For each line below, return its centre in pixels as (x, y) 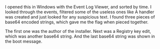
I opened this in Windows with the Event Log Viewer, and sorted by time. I (78, 7)
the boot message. (24, 41)
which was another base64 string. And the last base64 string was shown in (80, 36)
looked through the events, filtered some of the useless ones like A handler (80, 12)
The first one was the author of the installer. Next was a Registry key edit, (78, 31)
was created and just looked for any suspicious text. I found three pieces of (80, 17)
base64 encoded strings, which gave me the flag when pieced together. (77, 22)
